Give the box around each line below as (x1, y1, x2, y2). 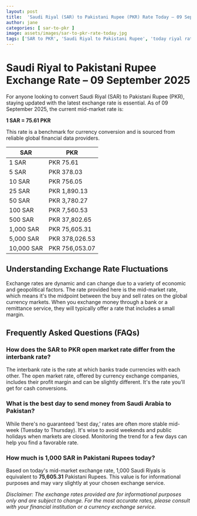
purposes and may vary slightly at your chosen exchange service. (6, 480, 165, 487)
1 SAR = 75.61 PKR (6, 117, 51, 124)
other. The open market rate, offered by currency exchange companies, (6, 372, 179, 379)
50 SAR (9, 196, 30, 204)
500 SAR (9, 215, 34, 224)
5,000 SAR (9, 234, 39, 242)
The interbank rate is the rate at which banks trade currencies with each (6, 366, 181, 373)
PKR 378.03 (49, 168, 83, 176)
